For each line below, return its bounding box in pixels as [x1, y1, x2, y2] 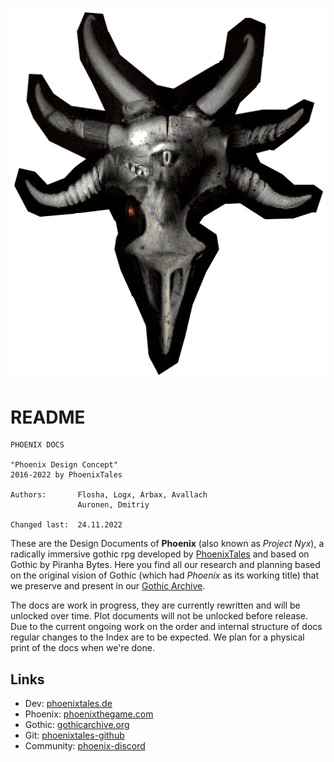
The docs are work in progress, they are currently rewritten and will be [10, 599, 301, 612]
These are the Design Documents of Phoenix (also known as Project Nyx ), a [10, 538, 325, 550]
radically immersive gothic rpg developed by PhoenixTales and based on [10, 548, 310, 560]
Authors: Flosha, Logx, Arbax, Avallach [10, 490, 208, 500]
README [10, 406, 86, 428]
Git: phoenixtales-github [24, 729, 125, 742]
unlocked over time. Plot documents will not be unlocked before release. [10, 610, 308, 622]
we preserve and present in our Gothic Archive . [10, 580, 206, 592]
